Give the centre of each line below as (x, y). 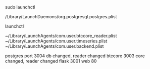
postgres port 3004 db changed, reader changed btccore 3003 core (75, 56)
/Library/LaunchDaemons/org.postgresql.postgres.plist (61, 17)
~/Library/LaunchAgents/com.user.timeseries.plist (56, 41)
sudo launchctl (20, 7)
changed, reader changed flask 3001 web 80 (51, 61)
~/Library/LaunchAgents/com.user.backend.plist (54, 46)
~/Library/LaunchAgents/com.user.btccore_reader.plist (61, 36)
